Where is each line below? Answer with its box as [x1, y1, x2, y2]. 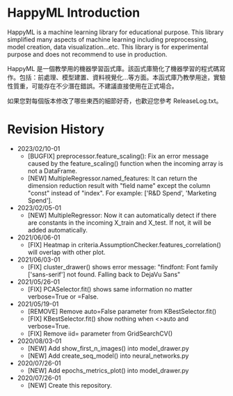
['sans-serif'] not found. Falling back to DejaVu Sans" [27, 270, 181, 278]
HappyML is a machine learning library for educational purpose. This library [7, 28, 224, 36]
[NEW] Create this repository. [27, 381, 113, 389]
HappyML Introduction [7, 5, 140, 21]
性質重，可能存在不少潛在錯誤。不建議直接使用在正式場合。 [7, 81, 178, 90]
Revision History [7, 122, 105, 137]
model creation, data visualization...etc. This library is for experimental [7, 42, 209, 51]
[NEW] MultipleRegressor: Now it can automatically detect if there [27, 211, 217, 219]
